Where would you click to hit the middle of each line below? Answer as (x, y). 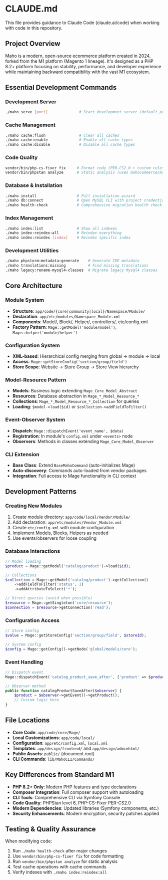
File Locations (27, 720)
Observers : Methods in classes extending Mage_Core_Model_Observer (83, 441)
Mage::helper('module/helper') (45, 333)
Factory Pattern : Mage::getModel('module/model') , (64, 327)
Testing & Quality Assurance (50, 829)
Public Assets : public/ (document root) (53, 753)
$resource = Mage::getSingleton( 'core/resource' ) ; (59, 603)
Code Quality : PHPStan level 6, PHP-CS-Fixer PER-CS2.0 (72, 803)
